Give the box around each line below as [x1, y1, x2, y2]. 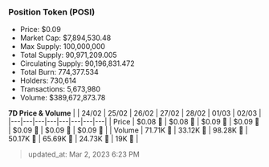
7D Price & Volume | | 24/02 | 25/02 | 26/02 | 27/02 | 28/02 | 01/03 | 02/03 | [8, 108, 262, 118]
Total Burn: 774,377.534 [19, 67, 99, 77]
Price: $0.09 [19, 25, 62, 35]
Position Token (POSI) [8, 6, 96, 18]
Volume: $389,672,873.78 [19, 93, 106, 103]
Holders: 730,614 [19, 75, 77, 86]
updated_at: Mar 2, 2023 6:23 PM [27, 149, 141, 159]
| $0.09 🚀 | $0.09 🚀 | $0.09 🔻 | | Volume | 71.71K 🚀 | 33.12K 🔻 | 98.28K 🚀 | [8, 125, 248, 135]
